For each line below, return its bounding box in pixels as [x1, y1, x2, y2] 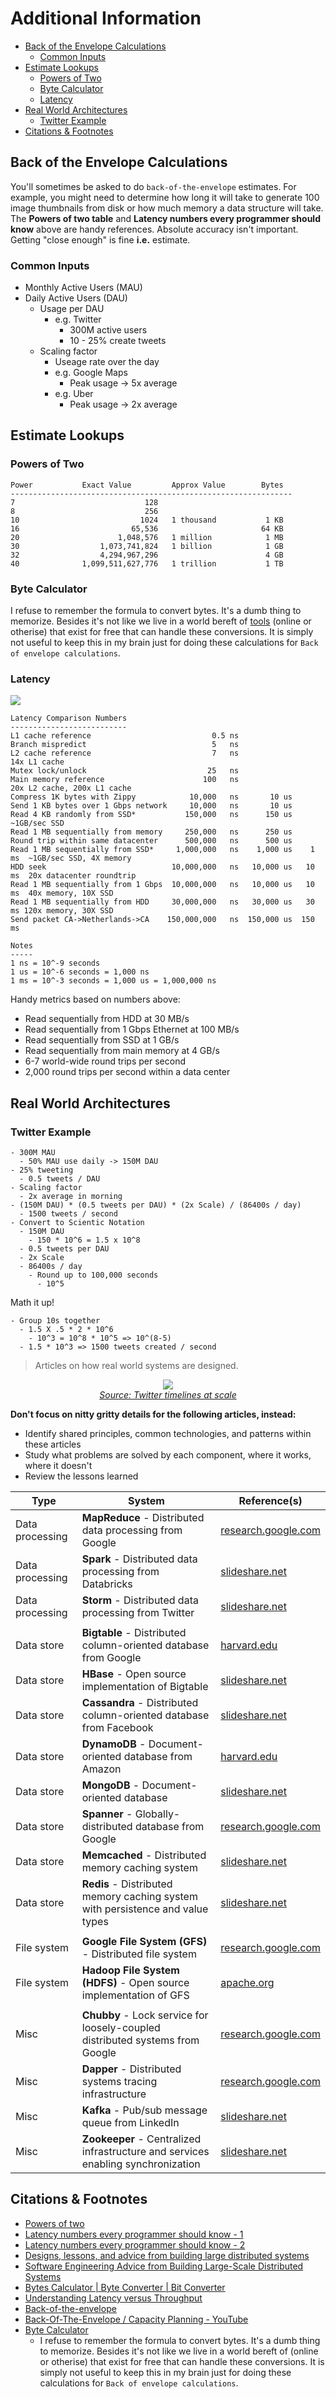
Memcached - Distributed [81, 1848, 207, 1862]
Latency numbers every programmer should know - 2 [24, 2238, 246, 2251]
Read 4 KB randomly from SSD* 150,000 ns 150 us [10, 810, 293, 820]
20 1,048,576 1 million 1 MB [10, 532, 284, 542]
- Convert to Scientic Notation [10, 1218, 145, 1228]
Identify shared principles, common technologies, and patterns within [24, 1428, 312, 1440]
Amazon [81, 1762, 122, 1776]
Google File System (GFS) [81, 1935, 208, 1949]
